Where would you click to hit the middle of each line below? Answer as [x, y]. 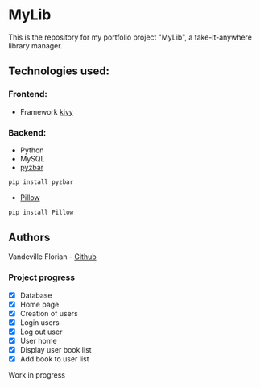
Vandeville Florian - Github [52, 257]
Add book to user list [55, 359]
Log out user [41, 332]
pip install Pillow [41, 212]
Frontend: [28, 94]
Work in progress [37, 375]
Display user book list [56, 350]
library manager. [35, 45]
